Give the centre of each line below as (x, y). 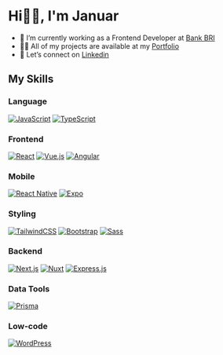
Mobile (22, 176)
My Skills (31, 79)
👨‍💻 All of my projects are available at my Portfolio (99, 46)
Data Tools (29, 288)
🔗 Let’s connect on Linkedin (64, 54)
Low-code (28, 327)
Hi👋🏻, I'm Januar (64, 16)
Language (28, 101)
